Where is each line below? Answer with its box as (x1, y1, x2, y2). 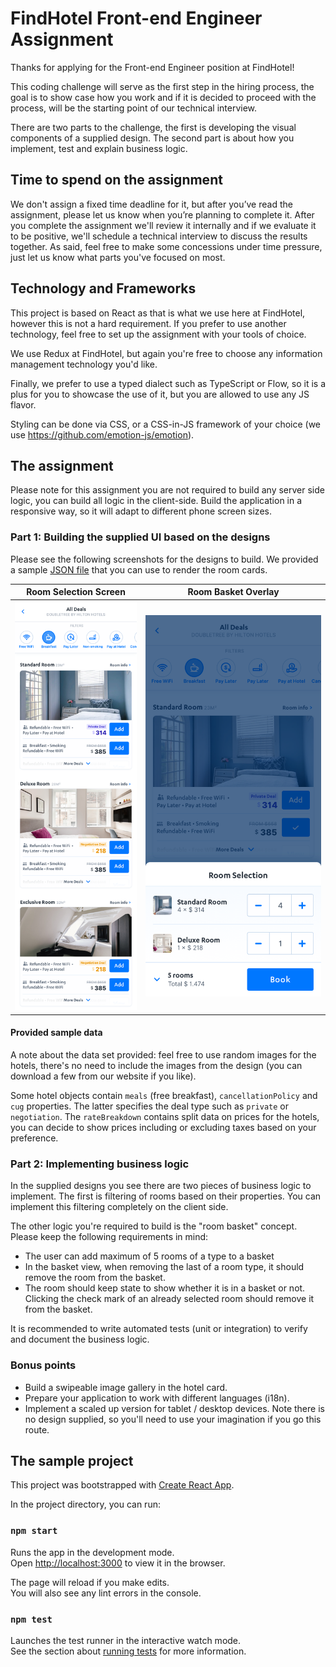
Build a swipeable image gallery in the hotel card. (24, 1381, 228, 1393)
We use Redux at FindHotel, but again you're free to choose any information (10, 347, 323, 359)
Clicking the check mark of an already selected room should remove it (24, 1293, 315, 1305)
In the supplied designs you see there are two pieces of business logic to (10, 1180, 312, 1192)
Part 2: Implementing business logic (10, 1157, 190, 1171)
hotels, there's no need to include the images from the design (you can (10, 1060, 303, 1072)
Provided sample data (10, 1027, 103, 1039)
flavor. (10, 398, 37, 411)
